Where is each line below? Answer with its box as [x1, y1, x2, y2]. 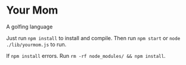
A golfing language [6, 23, 53, 30]
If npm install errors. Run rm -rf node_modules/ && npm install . [6, 52, 166, 59]
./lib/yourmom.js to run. [6, 41, 67, 48]
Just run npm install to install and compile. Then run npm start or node [6, 34, 181, 41]
